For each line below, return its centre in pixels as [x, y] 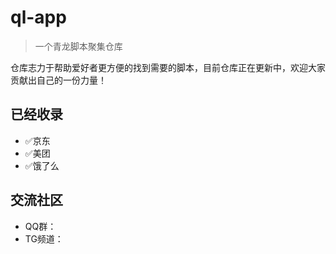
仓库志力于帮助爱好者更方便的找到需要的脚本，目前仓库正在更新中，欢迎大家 [168, 67]
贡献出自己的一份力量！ [58, 80]
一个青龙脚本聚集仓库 [78, 46]
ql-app [38, 17]
